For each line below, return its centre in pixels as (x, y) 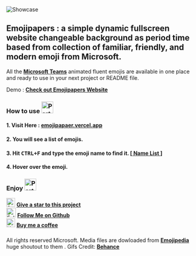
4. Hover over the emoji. (37, 167)
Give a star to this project (48, 205)
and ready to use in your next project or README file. (73, 77)
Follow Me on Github (44, 215)
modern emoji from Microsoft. (64, 57)
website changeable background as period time (98, 38)
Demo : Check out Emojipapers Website (57, 90)
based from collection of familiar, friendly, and (95, 48)
